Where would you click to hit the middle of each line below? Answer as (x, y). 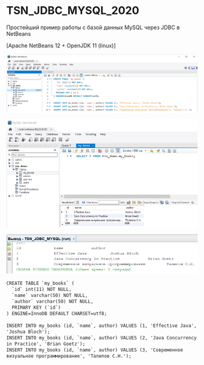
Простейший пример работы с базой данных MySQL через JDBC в (93, 27)
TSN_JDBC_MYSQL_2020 (73, 11)
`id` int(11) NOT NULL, (42, 290)
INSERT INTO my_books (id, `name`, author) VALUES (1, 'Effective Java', (102, 326)
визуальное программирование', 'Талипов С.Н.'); (69, 356)
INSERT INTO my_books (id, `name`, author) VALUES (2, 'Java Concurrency (102, 338)
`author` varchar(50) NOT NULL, (53, 302)
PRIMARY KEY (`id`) (36, 308)
